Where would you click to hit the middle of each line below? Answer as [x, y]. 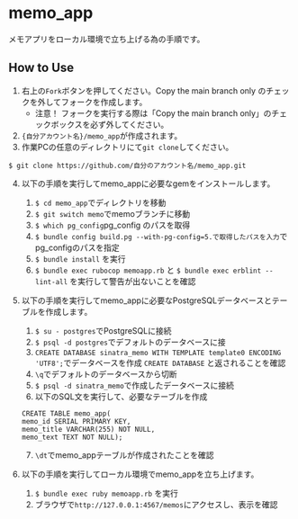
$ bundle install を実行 [81, 258]
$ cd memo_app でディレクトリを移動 [100, 202]
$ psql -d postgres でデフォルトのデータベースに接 [130, 342]
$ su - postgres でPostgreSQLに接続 [103, 330]
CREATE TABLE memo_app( [66, 413]
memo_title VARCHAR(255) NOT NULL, [88, 429]
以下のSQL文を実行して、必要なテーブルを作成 [121, 396]
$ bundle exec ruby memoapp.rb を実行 [107, 493]
